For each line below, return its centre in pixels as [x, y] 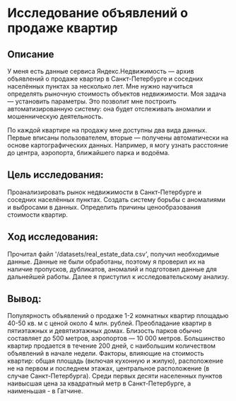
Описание [31, 54]
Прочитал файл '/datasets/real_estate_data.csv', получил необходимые [113, 254]
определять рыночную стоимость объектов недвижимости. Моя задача [117, 94]
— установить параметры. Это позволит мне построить [92, 101]
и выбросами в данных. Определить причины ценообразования [104, 207]
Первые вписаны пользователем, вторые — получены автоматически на [118, 137]
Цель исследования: [55, 175]
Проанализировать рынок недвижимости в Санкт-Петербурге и [104, 192]
